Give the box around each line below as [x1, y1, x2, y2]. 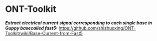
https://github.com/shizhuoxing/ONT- [58, 25, 136, 31]
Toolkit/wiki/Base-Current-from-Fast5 [5, 30, 83, 36]
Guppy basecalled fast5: [5, 25, 58, 31]
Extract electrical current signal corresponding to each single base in [5, 20, 153, 26]
